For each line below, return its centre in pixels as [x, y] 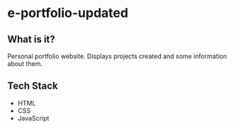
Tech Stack [33, 86]
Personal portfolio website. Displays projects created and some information [117, 56]
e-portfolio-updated [68, 13]
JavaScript [33, 118]
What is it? [31, 39]
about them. [25, 64]
